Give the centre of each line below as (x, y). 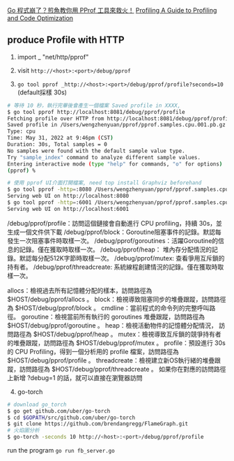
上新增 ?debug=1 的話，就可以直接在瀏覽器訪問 (75, 378)
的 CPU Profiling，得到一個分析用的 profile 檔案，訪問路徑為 (93, 351)
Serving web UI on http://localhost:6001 (68, 209)
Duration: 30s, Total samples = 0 (57, 145)
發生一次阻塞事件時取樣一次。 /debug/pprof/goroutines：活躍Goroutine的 (113, 240)
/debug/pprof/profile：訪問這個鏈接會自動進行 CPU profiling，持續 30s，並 (115, 223)
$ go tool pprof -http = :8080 (49, 190)
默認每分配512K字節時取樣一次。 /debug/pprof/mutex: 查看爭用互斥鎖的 (122, 258)
